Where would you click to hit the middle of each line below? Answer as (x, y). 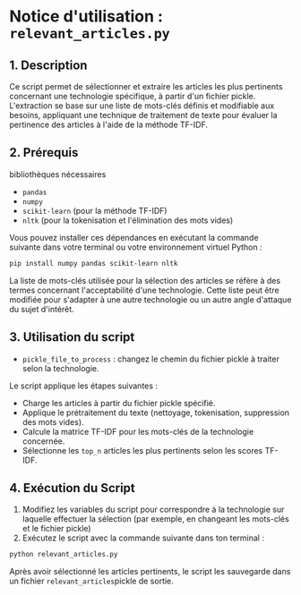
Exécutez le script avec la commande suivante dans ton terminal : (143, 538)
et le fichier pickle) (56, 529)
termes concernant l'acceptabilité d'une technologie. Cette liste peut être (144, 290)
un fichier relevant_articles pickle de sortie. (92, 581)
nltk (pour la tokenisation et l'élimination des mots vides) (128, 220)
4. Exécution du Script (73, 488)
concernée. (43, 441)
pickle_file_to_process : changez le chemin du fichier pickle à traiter (150, 359)
